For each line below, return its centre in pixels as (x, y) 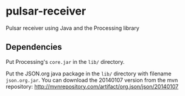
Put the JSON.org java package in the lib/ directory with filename (89, 74)
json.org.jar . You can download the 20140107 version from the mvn (92, 80)
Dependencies (34, 47)
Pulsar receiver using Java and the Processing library (72, 28)
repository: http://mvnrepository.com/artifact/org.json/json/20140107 (92, 86)
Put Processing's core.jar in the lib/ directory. (65, 61)
